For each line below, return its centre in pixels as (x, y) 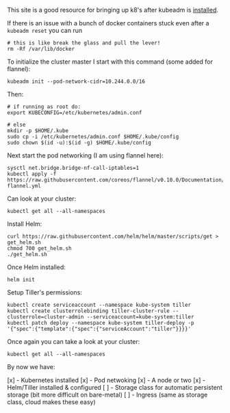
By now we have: (31, 367)
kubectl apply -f (32, 174)
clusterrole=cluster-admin (46, 317)
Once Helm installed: (37, 267)
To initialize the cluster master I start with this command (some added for (110, 62)
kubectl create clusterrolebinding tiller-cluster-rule (88, 311)
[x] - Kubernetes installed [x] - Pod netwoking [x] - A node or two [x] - (106, 380)
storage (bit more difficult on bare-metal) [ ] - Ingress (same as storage (107, 395)
